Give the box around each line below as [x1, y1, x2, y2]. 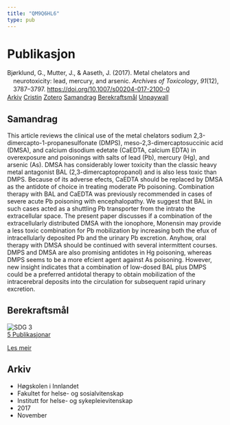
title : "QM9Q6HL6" [7, 10, 60, 17]
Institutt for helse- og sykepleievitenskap [16, 396, 133, 404]
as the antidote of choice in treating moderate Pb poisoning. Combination [7, 182, 215, 190]
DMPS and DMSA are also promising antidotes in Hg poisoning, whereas [7, 248, 212, 257]
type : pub [7, 17, 36, 23]
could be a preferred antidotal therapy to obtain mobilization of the [7, 270, 196, 279]
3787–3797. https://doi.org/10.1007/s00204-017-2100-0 [13, 85, 170, 94]
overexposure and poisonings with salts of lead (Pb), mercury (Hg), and [7, 153, 210, 162]
